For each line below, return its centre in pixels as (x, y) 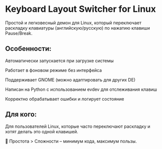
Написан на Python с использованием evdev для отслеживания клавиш (81, 89)
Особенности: (28, 49)
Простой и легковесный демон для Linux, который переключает (73, 23)
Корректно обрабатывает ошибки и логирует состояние (65, 99)
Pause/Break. (19, 33)
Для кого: (21, 114)
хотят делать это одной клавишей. (42, 131)
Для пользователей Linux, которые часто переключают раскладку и (78, 126)
